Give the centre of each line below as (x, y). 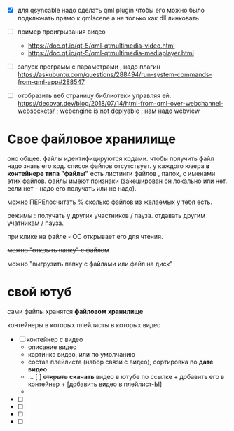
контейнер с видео (55, 340)
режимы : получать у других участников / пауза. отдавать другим (106, 216)
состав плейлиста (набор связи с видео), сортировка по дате (121, 362)
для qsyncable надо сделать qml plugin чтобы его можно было (111, 10)
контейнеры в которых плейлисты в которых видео (84, 325)
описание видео (52, 347)
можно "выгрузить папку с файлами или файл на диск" (90, 264)
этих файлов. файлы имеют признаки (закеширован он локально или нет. (117, 181)
